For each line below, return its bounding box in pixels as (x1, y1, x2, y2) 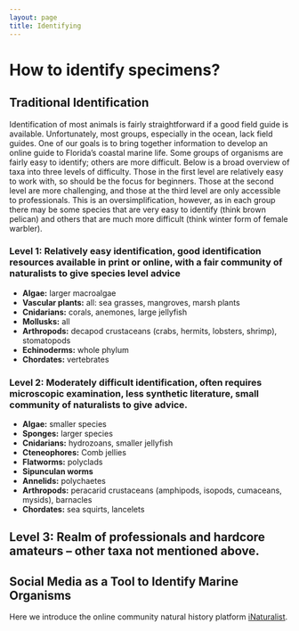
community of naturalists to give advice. (9, 398, 189, 411)
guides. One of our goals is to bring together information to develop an (9, 137, 269, 148)
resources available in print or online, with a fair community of (9, 256, 283, 268)
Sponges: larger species (21, 429, 114, 439)
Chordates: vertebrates (21, 354, 109, 365)
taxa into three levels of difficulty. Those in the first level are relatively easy (9, 166, 284, 176)
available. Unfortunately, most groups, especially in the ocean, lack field (9, 128, 273, 139)
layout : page (9, 12, 58, 22)
